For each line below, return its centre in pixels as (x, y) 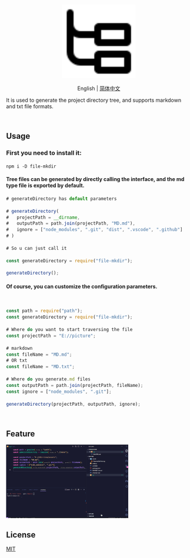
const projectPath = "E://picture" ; (51, 336)
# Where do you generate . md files (49, 379)
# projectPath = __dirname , (43, 217)
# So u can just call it (36, 248)
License (21, 535)
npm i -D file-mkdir (31, 166)
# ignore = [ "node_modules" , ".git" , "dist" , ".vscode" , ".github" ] (94, 230)
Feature (21, 434)
